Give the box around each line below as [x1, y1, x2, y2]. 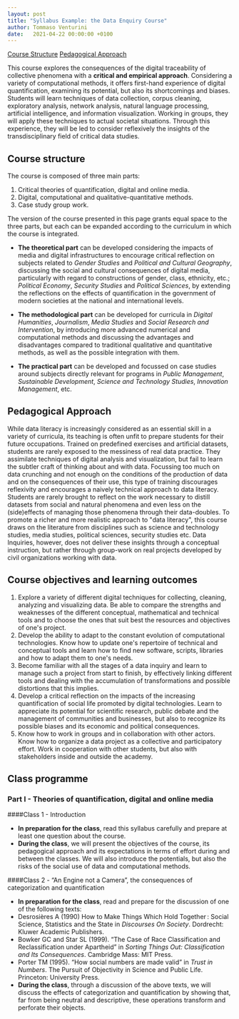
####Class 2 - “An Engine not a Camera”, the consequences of [7, 876, 193, 885]
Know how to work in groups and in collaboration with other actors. [17, 729, 215, 738]
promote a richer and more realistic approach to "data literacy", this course [7, 515, 228, 524]
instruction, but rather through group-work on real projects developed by [7, 545, 222, 554]
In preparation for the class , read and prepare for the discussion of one [17, 897, 230, 906]
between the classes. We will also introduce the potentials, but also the [17, 854, 227, 863]
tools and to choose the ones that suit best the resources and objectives [17, 615, 230, 624]
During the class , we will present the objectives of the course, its [17, 839, 210, 848]
